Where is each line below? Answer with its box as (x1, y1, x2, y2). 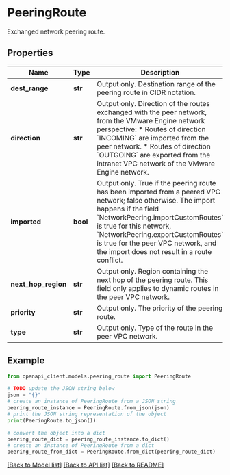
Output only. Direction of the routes (97, 99, 210, 108)
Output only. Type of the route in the (97, 323, 214, 333)
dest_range (10, 84, 49, 93)
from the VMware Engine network (97, 116, 205, 125)
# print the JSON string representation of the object (7, 411, 167, 418)
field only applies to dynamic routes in (97, 283, 219, 293)
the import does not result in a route (97, 246, 212, 256)
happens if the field (97, 204, 159, 214)
